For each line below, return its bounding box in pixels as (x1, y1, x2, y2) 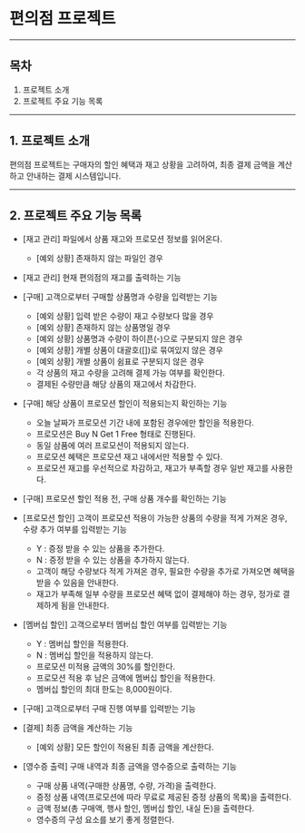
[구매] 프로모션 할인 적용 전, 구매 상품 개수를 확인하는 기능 (22, 494, 227, 505)
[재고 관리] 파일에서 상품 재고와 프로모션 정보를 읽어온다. (22, 233, 222, 245)
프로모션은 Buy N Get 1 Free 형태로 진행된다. (35, 428, 196, 440)
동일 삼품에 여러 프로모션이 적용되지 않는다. (35, 440, 190, 451)
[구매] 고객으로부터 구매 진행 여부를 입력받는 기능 (22, 703, 197, 714)
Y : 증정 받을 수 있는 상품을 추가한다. (35, 544, 165, 554)
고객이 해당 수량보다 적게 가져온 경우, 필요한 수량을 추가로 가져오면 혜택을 (35, 566, 296, 577)
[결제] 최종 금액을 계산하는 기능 (22, 722, 133, 733)
